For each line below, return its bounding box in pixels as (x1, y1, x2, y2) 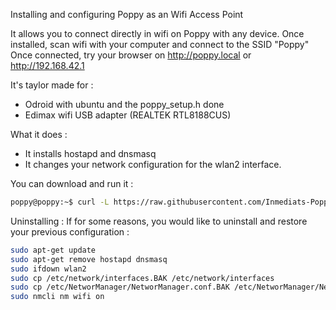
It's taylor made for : (10, 79, 94, 91)
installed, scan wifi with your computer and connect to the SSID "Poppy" (10, 39, 310, 50)
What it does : (10, 129, 68, 140)
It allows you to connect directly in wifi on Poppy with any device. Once (10, 28, 305, 39)
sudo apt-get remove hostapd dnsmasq (10, 254, 168, 264)
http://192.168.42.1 (10, 60, 85, 71)
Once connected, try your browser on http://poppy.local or (10, 49, 252, 61)
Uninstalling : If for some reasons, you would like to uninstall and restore (10, 215, 308, 227)
